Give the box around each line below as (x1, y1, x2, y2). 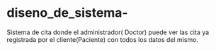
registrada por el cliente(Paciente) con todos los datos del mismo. (6, 35, 199, 43)
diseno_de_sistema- (6, 5, 128, 21)
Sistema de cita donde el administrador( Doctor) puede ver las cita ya (6, 28, 210, 36)
